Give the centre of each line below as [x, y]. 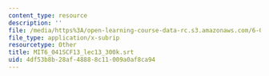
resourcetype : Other [43, 45]
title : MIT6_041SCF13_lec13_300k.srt [71, 52]
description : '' [35, 23]
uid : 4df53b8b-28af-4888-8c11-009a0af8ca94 [82, 60]
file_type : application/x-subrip [64, 38]
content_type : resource [48, 15]
